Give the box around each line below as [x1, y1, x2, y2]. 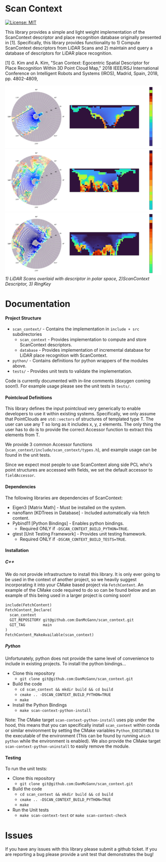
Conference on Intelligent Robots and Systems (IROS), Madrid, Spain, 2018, [5, 70, 159, 76]
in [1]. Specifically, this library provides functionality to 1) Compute [5, 39, 140, 45]
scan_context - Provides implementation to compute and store [19, 336, 147, 343]
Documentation [5, 299, 71, 310]
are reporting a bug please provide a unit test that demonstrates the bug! [5, 852, 154, 858]
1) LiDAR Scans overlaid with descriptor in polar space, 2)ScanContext [5, 275, 150, 281]
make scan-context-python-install [19, 708, 91, 713]
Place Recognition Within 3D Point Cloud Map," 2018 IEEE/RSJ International [5, 65, 159, 71]
